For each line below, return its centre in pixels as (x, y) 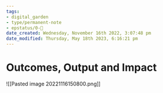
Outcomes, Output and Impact (81, 68)
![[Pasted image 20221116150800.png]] (54, 84)
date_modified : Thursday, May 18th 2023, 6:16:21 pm (72, 39)
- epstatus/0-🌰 (25, 28)
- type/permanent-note (34, 22)
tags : (13, 11)
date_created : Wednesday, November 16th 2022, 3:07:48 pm (79, 33)
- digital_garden (27, 17)
